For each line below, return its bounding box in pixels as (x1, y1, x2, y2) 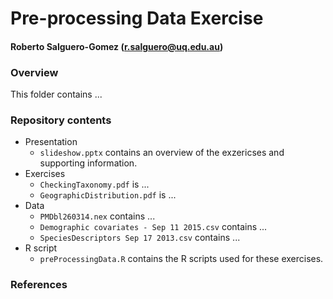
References (10, 278, 68, 292)
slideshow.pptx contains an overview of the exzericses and (39, 147, 285, 159)
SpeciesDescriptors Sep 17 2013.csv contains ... (39, 232, 241, 244)
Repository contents (10, 113, 112, 127)
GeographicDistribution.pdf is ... (39, 189, 177, 201)
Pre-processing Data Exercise (10, 7, 264, 30)
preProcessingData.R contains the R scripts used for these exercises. (39, 253, 324, 265)
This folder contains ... (10, 88, 103, 101)
